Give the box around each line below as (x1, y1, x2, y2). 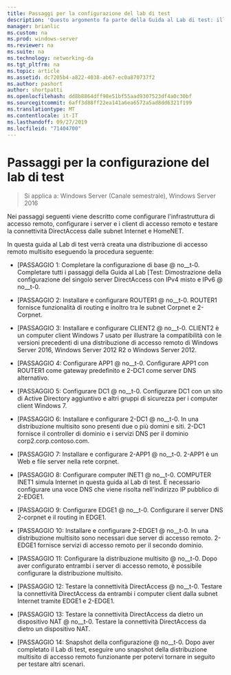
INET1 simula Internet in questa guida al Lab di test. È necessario (16, 478, 201, 486)
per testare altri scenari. (16, 660, 85, 668)
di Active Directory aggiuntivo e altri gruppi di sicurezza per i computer (16, 394, 219, 402)
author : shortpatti (7, 87, 63, 93)
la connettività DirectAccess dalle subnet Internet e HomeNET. (7, 227, 184, 236)
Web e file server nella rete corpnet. (16, 457, 119, 466)
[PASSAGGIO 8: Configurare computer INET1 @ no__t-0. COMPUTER (16, 471, 212, 479)
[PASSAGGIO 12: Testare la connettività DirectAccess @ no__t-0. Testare (16, 582, 222, 591)
